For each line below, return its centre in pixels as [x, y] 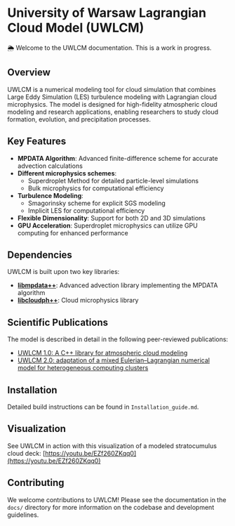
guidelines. [23, 515]
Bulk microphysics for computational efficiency [96, 188]
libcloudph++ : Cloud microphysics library [78, 301]
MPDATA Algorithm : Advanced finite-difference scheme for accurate [118, 158]
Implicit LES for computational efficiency [86, 210]
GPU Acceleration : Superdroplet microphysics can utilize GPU [107, 225]
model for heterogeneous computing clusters [83, 368]
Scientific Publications [58, 322]
